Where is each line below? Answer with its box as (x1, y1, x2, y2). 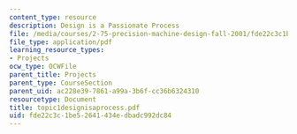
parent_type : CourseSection (9, 78, 113, 87)
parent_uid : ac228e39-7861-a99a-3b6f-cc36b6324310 (9, 86, 200, 95)
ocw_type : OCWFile (9, 63, 77, 71)
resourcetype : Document (9, 94, 97, 104)
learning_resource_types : (9, 46, 104, 55)
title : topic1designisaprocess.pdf (9, 103, 141, 112)
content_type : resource (9, 12, 97, 22)
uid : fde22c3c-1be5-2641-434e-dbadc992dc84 (9, 111, 172, 120)
